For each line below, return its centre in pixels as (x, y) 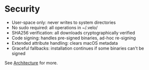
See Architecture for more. (31, 63)
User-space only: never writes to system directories (64, 22)
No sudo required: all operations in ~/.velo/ (55, 27)
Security (22, 9)
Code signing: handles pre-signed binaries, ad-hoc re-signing (74, 38)
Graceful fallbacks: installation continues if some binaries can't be (78, 48)
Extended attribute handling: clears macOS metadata (65, 43)
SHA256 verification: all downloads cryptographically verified (73, 33)
